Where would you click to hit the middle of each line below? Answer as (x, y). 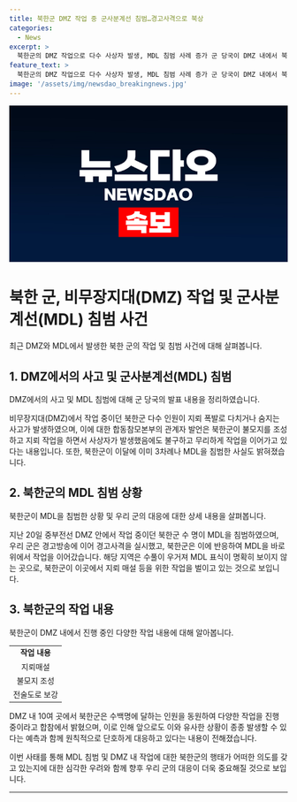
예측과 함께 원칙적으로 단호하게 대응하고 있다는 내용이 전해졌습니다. (141, 737)
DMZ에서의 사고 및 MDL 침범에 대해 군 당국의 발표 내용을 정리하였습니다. (135, 399)
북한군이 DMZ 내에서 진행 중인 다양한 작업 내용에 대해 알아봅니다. (122, 632)
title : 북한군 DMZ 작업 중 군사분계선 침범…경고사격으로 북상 (107, 19)
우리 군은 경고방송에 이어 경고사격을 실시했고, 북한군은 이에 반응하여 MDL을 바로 (147, 546)
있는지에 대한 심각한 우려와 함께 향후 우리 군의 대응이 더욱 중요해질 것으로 (145, 768)
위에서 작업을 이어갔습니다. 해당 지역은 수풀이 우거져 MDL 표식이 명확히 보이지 (144, 556)
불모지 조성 (35, 680)
